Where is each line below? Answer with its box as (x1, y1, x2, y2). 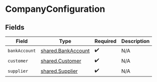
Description (121, 38, 150, 44)
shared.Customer (40, 57, 81, 64)
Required (94, 38, 117, 44)
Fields (5, 23, 25, 32)
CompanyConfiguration (5, 3, 106, 15)
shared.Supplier (40, 68, 78, 75)
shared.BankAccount (40, 47, 90, 54)
